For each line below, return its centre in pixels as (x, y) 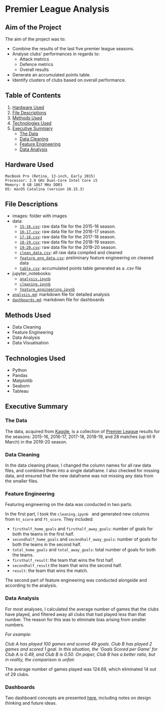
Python (19, 370)
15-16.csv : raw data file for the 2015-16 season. (68, 226)
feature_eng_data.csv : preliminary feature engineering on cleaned (86, 258)
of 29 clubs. (17, 674)
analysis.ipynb (35, 279)
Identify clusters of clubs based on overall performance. (69, 80)
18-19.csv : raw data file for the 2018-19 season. (68, 242)
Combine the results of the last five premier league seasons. (73, 49)
